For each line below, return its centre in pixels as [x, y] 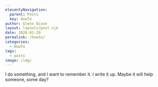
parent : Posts [24, 14]
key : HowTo [21, 19]
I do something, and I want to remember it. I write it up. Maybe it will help [79, 74]
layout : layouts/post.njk [32, 28]
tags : [11, 51]
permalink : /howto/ [25, 38]
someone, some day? [27, 80]
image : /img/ [19, 60]
